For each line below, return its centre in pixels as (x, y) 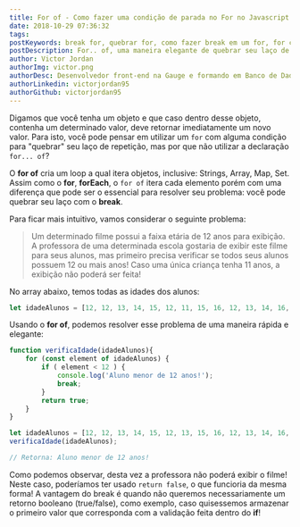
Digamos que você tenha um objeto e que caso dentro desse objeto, (135, 118)
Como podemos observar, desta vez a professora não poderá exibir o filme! (148, 474)
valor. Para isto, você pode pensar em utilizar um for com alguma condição (148, 137)
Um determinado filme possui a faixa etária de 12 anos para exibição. (158, 236)
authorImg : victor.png (51, 68)
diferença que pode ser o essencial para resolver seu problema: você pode (147, 192)
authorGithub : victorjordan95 (66, 92)
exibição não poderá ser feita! (86, 274)
